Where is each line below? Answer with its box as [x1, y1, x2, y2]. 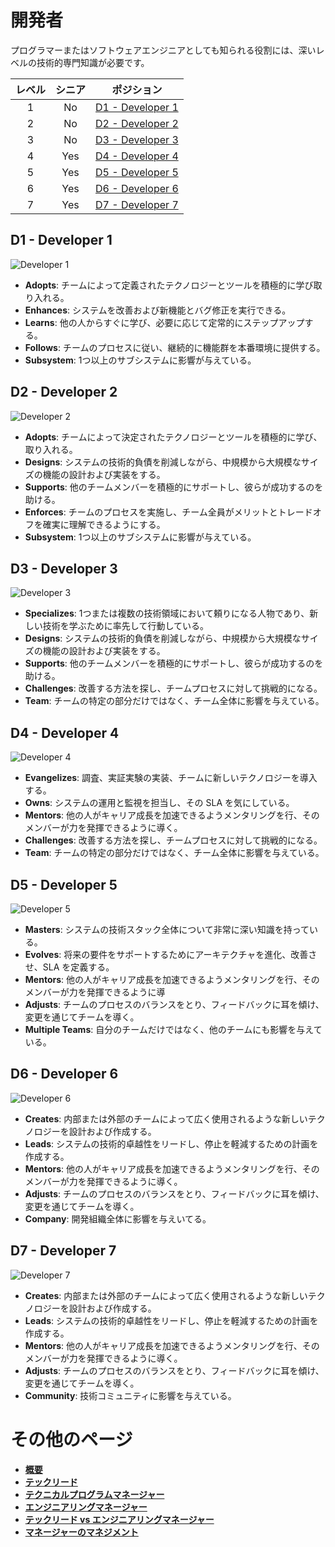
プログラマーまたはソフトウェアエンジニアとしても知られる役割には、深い [10, 44, 317, 56]
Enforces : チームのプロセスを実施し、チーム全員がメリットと [24, 506, 278, 518]
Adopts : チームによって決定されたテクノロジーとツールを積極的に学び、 [24, 431, 323, 443]
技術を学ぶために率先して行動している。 [42, 620, 209, 632]
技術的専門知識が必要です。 [36, 56, 150, 68]
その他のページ [10, 1428, 133, 1451]
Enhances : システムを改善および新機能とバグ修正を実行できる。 [24, 304, 292, 316]
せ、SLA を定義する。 [24, 961, 115, 973]
